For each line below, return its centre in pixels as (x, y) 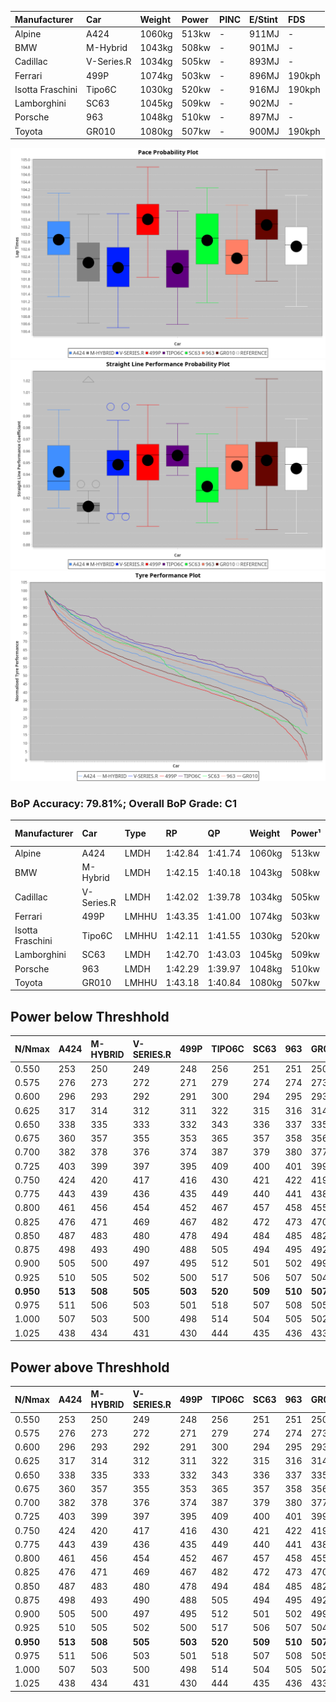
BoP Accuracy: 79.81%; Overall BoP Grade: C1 (123, 803)
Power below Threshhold (90, 1016)
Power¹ (306, 833)
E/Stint (263, 19)
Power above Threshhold (90, 1367)
